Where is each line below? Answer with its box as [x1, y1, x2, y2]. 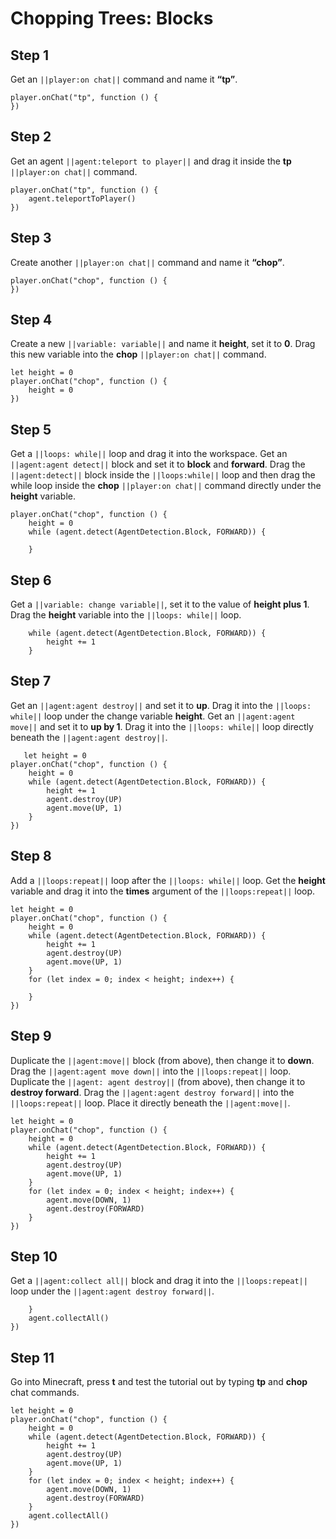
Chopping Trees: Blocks [10, 7, 214, 30]
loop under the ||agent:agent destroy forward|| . [10, 1285, 215, 1297]
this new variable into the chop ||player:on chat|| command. [10, 348, 267, 361]
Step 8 [10, 848, 52, 865]
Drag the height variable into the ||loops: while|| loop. [10, 609, 242, 621]
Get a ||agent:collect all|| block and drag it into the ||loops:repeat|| [10, 1275, 308, 1287]
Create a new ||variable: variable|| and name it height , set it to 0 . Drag [10, 338, 316, 350]
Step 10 [10, 1248, 58, 1265]
